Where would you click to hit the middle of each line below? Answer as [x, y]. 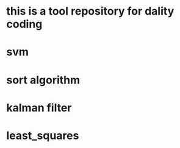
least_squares [43, 136]
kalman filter [39, 107]
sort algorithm [43, 80]
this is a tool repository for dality [90, 11]
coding [24, 24]
